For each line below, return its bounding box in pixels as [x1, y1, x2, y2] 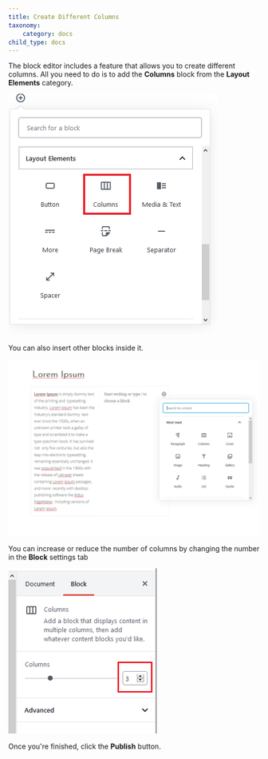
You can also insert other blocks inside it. [8, 344, 144, 353]
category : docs [22, 30, 73, 38]
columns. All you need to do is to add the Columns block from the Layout [8, 70, 250, 79]
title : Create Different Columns [8, 13, 120, 21]
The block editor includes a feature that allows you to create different [8, 61, 235, 71]
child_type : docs [8, 38, 66, 46]
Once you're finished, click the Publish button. [8, 741, 161, 751]
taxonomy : [8, 21, 41, 30]
